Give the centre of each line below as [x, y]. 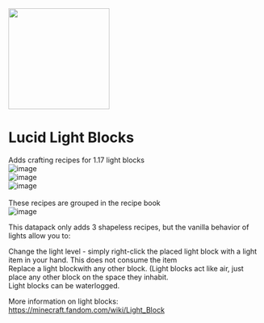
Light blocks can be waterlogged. [64, 285]
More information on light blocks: [63, 301]
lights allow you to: [40, 235]
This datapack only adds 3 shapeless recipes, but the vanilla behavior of [129, 227]
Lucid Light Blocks [71, 138]
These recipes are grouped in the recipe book [85, 203]
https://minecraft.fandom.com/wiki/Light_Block [87, 309]
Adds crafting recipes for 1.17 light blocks [77, 160]
